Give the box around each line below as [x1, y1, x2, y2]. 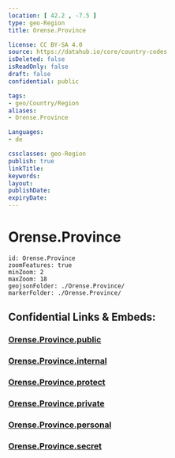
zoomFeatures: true [8, 261, 73, 269]
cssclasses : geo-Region [8, 150, 87, 158]
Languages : [8, 128, 44, 136]
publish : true [8, 157, 55, 165]
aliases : [8, 106, 37, 115]
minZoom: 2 [8, 268, 44, 276]
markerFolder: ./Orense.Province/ [8, 288, 122, 297]
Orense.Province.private [8, 398, 105, 409]
